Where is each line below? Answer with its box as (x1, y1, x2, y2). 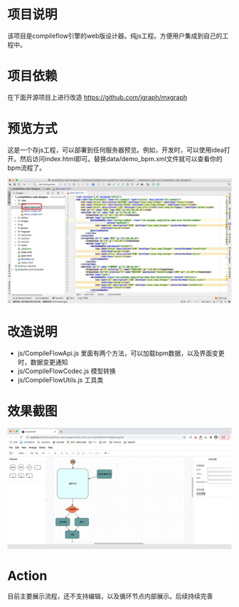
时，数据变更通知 (17, 357, 68, 366)
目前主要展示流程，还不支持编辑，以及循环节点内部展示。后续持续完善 (7, 592, 213, 601)
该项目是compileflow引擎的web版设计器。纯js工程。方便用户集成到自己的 (7, 31, 223, 40)
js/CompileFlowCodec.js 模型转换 (17, 367, 116, 375)
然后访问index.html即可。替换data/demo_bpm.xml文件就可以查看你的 (19, 154, 223, 163)
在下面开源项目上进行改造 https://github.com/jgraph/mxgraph (7, 93, 188, 101)
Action (7, 568, 48, 583)
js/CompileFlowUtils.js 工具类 (17, 375, 104, 384)
